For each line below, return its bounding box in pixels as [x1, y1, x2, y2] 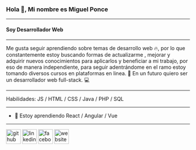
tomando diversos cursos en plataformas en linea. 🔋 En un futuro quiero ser [6, 69, 188, 76]
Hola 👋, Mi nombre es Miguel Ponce [6, 5, 108, 13]
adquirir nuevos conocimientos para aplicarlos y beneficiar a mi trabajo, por [6, 57, 188, 64]
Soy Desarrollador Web [6, 26, 64, 33]
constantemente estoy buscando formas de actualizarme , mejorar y [6, 51, 170, 58]
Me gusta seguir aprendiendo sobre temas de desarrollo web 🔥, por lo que [6, 44, 185, 51]
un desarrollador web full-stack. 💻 [6, 76, 90, 83]
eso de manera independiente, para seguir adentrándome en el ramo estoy [6, 64, 186, 71]
